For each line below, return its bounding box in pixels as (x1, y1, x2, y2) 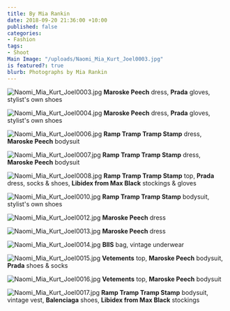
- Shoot (7, 50, 30, 56)
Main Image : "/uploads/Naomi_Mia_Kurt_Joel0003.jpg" (7, 56, 164, 63)
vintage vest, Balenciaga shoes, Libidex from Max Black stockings (7, 296, 200, 304)
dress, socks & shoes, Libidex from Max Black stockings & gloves (7, 179, 197, 187)
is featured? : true (7, 62, 64, 69)
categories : (7, 29, 42, 37)
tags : (7, 43, 23, 50)
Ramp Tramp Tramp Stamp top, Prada (103, 172, 215, 180)
